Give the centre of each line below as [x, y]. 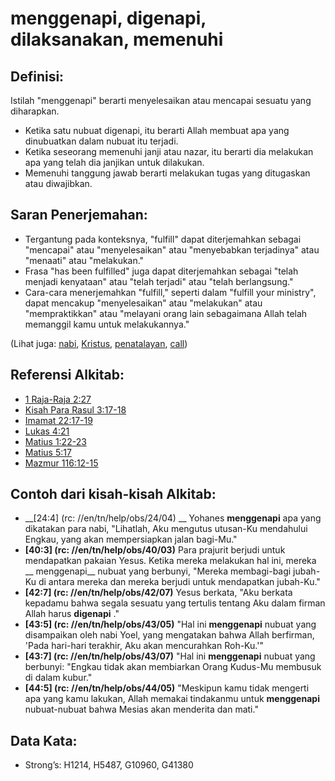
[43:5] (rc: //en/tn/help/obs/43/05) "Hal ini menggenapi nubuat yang [170, 624]
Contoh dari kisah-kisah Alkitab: [113, 494]
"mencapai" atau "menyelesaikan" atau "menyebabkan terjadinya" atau [172, 249]
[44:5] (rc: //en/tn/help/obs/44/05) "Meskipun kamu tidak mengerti [167, 688]
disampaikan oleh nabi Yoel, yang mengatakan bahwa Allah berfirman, [169, 635]
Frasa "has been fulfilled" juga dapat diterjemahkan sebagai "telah [161, 271]
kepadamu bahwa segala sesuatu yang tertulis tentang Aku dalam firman [175, 603]
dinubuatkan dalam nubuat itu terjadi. [101, 141]
